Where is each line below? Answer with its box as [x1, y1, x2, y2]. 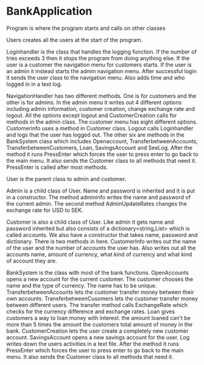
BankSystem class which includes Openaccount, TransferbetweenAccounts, [6, 137, 199, 144]
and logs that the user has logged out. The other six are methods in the [6, 131, 185, 138]
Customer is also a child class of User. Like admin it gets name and [6, 218, 174, 225]
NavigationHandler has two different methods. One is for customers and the [6, 92, 197, 99]
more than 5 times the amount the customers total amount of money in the [6, 321, 193, 328]
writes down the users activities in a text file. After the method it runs [6, 340, 180, 347]
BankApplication [6, 4, 93, 18]
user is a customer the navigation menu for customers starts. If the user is [6, 61, 192, 68]
